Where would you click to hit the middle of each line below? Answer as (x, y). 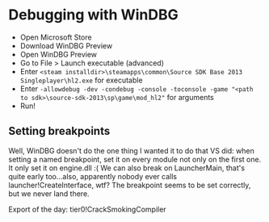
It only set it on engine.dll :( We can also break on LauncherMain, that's (126, 168)
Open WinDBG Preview (59, 54)
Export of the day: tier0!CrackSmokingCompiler (88, 209)
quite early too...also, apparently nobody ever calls (93, 176)
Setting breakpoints (59, 131)
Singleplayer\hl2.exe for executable (81, 80)
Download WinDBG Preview (66, 45)
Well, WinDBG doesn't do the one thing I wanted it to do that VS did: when (131, 150)
